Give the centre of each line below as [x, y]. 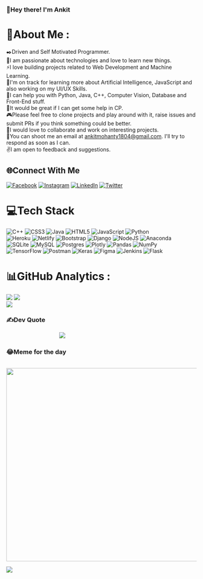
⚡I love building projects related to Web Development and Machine [89, 67]
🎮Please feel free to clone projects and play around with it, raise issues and [101, 115]
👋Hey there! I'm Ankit [38, 10]
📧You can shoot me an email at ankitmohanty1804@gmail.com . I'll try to [96, 136]
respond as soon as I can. [38, 142]
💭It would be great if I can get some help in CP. [65, 107]
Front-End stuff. [26, 101]
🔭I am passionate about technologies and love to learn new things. [89, 60]
